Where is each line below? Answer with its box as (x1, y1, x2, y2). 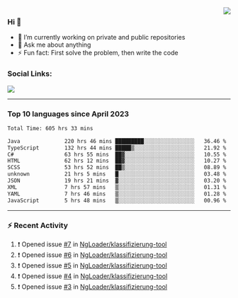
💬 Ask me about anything (17, 40, 91, 49)
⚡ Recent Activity (7, 221, 69, 231)
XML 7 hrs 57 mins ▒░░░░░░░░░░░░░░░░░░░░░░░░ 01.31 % (7, 183, 227, 190)
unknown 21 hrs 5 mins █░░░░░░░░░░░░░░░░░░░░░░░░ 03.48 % (7, 171, 227, 178)
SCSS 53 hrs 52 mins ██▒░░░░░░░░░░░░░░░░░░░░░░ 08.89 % (7, 164, 227, 171)
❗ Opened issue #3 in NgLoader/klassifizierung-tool (17, 282, 168, 291)
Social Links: (7, 69, 52, 79)
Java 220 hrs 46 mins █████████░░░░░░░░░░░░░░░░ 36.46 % (7, 137, 227, 144)
